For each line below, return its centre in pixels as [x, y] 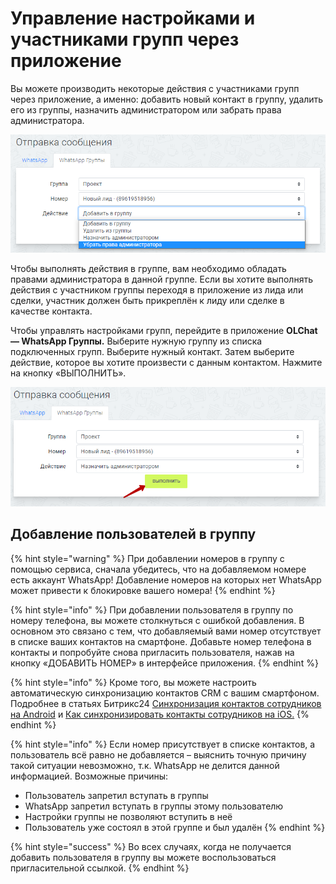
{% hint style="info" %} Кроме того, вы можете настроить [133, 682]
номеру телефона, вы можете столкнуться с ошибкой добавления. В [157, 620]
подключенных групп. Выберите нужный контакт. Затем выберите [152, 351]
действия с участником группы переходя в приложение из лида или [157, 289]
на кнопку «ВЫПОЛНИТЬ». [68, 373]
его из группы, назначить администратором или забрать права [146, 109]
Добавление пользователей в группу [133, 534]
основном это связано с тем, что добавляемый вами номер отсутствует [166, 631]
